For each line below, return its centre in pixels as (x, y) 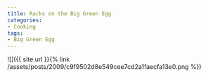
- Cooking (22, 26)
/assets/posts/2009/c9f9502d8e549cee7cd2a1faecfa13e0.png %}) (104, 67)
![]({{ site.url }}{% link (39, 59)
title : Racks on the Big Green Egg (59, 14)
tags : (15, 33)
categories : (25, 20)
